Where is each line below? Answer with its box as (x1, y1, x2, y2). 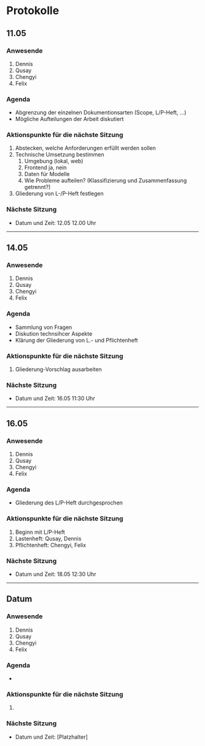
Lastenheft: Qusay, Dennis (15, 534, 82, 542)
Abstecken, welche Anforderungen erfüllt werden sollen (15, 144, 156, 152)
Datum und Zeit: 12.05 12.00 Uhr (15, 219, 96, 226)
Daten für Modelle (24, 171, 70, 178)
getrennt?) (24, 183, 51, 191)
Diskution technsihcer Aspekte (15, 330, 93, 337)
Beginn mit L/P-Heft (15, 528, 65, 536)
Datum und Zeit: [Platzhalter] (15, 733, 88, 740)
